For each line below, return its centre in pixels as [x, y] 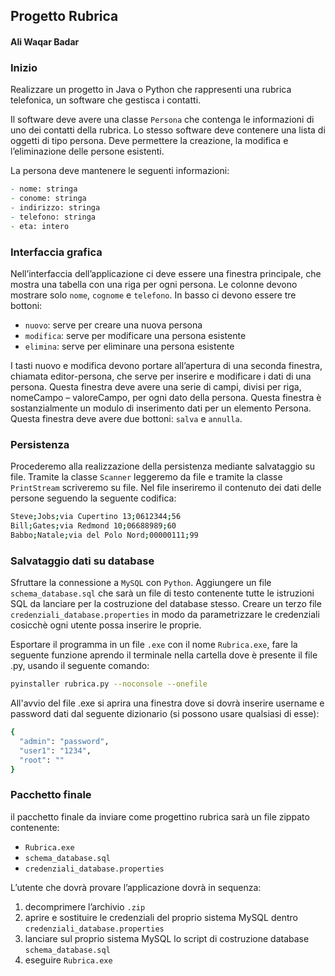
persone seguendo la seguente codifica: [93, 498]
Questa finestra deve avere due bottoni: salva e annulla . [126, 418]
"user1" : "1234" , [55, 750]
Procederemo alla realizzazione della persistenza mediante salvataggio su [163, 466]
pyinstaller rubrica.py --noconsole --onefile [109, 684]
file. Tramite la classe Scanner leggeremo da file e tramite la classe [146, 477]
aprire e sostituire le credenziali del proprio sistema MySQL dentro [161, 917]
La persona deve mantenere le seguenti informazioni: [120, 171]
